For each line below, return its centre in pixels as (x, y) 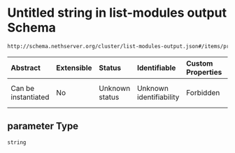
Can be (23, 88)
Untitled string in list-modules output (117, 13)
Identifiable (156, 68)
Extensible (74, 68)
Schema (31, 28)
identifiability (158, 97)
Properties (204, 72)
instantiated (30, 97)
